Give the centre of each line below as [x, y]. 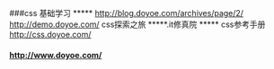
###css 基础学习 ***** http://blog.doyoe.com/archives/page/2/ [127, 13]
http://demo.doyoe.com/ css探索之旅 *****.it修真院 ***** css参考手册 [137, 24]
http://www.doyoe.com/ [56, 55]
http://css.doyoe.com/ [50, 34]
